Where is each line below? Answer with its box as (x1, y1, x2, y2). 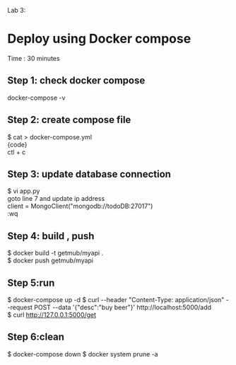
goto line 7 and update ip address (7, 195, 105, 203)
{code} (7, 140, 28, 149)
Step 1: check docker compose (7, 74, 146, 87)
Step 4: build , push (7, 230, 95, 242)
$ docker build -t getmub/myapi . (7, 249, 104, 257)
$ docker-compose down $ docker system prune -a (7, 349, 158, 358)
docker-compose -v (7, 93, 66, 102)
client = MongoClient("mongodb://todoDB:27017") (7, 202, 153, 211)
